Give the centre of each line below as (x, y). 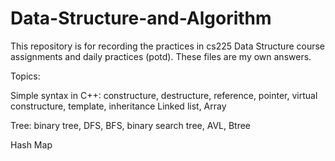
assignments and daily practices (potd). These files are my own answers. (161, 56)
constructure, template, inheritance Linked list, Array (118, 106)
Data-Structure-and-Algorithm (141, 18)
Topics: (25, 76)
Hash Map (31, 144)
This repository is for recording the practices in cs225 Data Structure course (168, 46)
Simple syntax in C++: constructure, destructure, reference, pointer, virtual (164, 95)
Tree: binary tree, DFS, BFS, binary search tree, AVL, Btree (131, 125)
